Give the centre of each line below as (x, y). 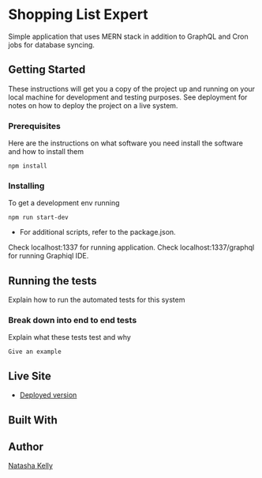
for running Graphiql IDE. (49, 256)
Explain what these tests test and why (70, 337)
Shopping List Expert (78, 15)
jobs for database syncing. (51, 44)
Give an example (35, 352)
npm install (28, 166)
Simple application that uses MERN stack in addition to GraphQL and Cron (128, 36)
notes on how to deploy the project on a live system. (93, 105)
